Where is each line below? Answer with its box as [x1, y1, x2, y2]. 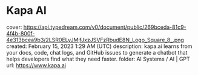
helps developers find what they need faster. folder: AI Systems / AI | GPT [6, 55, 191, 62]
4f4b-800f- [6, 29, 35, 37]
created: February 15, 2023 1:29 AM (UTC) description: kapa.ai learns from [6, 43, 193, 50]
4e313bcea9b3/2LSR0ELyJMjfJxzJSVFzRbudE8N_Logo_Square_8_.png [6, 36, 185, 43]
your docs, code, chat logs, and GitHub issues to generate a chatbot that [6, 49, 188, 56]
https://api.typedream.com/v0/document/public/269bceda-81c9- [23, 23, 186, 31]
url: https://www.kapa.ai [6, 61, 67, 69]
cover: [6, 23, 22, 31]
